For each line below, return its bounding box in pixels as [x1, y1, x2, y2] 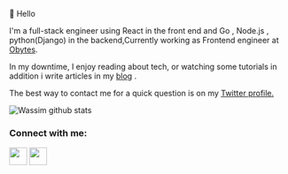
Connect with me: [9, 126, 88, 139]
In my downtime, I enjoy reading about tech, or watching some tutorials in [9, 62, 277, 72]
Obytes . [9, 44, 38, 55]
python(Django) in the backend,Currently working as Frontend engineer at [9, 35, 279, 45]
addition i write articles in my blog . [9, 71, 137, 81]
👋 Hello [9, 9, 35, 19]
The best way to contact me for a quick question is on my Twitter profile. [9, 88, 275, 98]
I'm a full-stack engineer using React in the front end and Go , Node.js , [9, 26, 269, 35]
